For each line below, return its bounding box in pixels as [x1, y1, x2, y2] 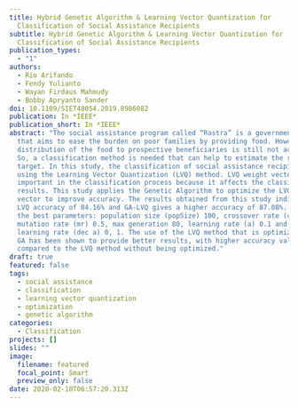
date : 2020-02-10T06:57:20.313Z [9, 385, 129, 394]
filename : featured [17, 360, 90, 369]
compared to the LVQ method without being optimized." [17, 244, 224, 253]
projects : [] [9, 335, 58, 344]
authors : [9, 63, 42, 72]
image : [9, 352, 34, 361]
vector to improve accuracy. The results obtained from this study [17, 195, 272, 204]
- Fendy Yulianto [17, 79, 82, 88]
